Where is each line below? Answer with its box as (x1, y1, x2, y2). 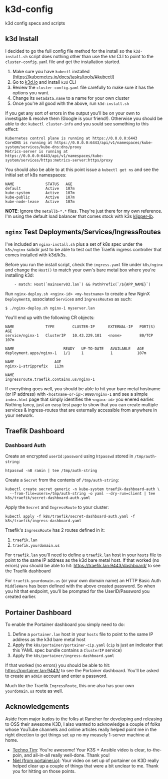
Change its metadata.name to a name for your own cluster (12, 95, 129, 101)
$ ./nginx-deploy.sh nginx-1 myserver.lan (5, 305, 95, 310)
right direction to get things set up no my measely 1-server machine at (5, 731, 150, 738)
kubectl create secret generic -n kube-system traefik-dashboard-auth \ (5, 487, 160, 492)
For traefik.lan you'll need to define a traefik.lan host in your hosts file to (5, 552, 161, 558)
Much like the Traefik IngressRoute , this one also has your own (5, 683, 134, 689)
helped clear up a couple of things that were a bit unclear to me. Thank (12, 762, 159, 768)
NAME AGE (5, 359, 61, 364)
